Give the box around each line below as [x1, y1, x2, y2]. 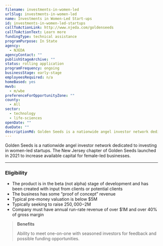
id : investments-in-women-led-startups [5, 20, 86, 26]
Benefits [16, 221, 35, 227]
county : [5, 98, 21, 103]
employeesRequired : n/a [5, 75, 53, 80]
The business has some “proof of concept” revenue [12, 191, 116, 197]
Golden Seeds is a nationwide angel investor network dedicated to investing [5, 142, 157, 148]
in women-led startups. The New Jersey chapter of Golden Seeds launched [5, 148, 156, 154]
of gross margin [12, 211, 44, 217]
